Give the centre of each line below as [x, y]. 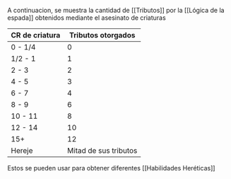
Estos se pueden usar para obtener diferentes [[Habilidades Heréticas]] [111, 168]
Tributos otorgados [102, 35]
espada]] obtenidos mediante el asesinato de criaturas [87, 18]
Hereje [22, 150]
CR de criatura [36, 35]
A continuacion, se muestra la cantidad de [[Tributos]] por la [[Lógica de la [116, 10]
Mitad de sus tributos [102, 150]
